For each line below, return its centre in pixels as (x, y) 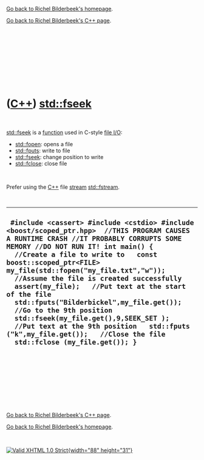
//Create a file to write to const (86, 255)
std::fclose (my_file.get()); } (76, 342)
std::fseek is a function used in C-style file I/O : (64, 132)
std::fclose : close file (41, 163)
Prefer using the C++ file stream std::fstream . (63, 187)
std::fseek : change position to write (59, 157)
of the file (29, 295)
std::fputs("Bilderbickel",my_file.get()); (98, 303)
